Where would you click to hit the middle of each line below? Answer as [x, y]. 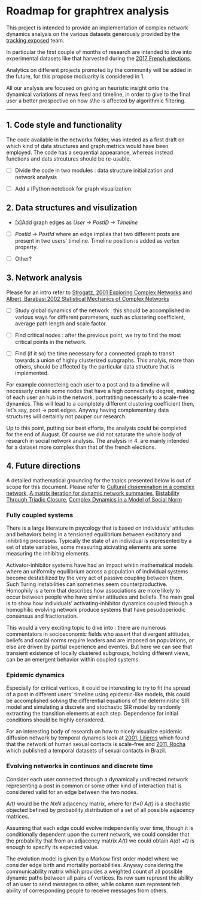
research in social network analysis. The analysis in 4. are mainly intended [98, 440]
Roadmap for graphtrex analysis [88, 11]
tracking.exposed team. [35, 40]
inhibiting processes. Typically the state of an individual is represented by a [99, 540]
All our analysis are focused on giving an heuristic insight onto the [87, 87]
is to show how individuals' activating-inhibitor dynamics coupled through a [99, 603]
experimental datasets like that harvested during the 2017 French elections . [99, 58]
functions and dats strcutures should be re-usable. [69, 158]
